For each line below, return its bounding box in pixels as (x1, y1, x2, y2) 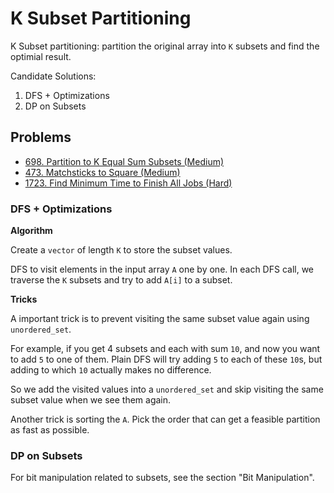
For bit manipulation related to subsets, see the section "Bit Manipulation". (10, 472, 315, 484)
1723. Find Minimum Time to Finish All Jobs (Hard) (24, 177, 233, 189)
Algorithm (10, 225, 53, 237)
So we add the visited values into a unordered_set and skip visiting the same (10, 383, 324, 396)
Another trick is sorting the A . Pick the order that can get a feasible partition (10, 413, 321, 426)
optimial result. (10, 50, 72, 62)
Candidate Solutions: (10, 70, 97, 82)
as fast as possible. (10, 424, 90, 436)
